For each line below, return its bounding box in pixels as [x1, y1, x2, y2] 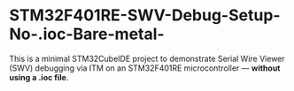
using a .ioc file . [9, 72, 69, 82]
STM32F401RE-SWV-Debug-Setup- [9, 5, 281, 26]
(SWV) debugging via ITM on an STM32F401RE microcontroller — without [9, 63, 281, 73]
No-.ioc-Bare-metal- [9, 24, 166, 44]
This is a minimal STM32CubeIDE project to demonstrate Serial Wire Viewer [9, 53, 285, 64]
